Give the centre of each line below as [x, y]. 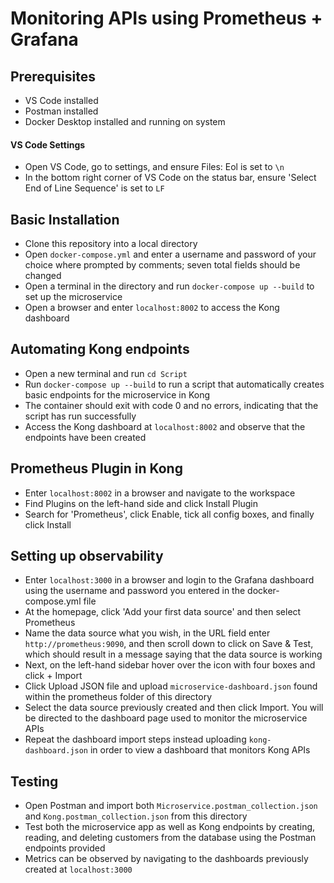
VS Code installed [61, 100]
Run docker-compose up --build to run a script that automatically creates [174, 384]
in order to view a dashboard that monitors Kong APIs [200, 750]
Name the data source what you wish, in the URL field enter [147, 633]
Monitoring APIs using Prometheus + [166, 18]
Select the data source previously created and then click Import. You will [174, 708]
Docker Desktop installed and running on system [125, 121]
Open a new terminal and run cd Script [106, 373]
